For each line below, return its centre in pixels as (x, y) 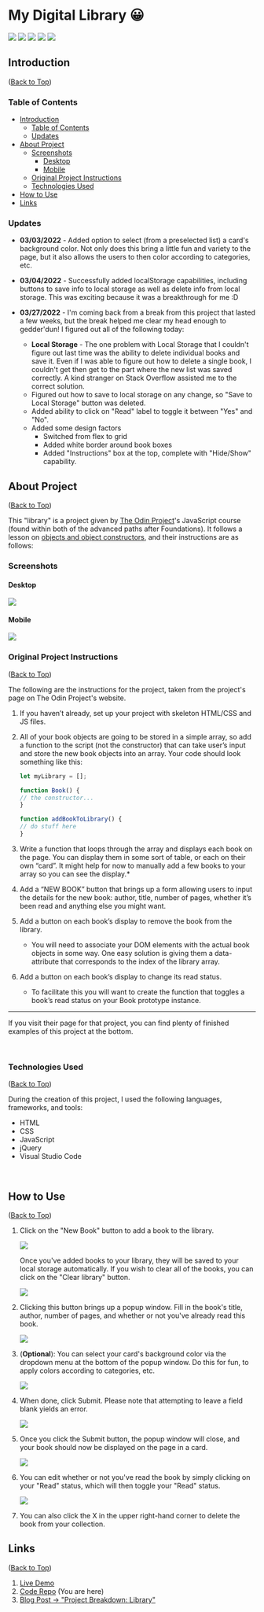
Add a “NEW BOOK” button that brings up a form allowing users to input (136, 889)
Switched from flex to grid (85, 437)
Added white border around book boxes (108, 445)
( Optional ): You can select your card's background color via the (123, 1354)
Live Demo (37, 1583)
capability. (60, 462)
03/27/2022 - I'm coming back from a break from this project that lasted (137, 312)
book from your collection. (62, 1524)
